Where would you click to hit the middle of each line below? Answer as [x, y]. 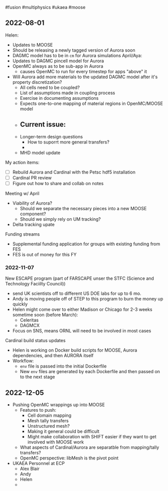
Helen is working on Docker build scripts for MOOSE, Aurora [75, 350]
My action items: [22, 162]
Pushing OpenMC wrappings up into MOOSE [59, 404]
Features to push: [38, 410]
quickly [20, 304]
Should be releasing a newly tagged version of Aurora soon [74, 50]
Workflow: [23, 361]
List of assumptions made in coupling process [67, 93]
